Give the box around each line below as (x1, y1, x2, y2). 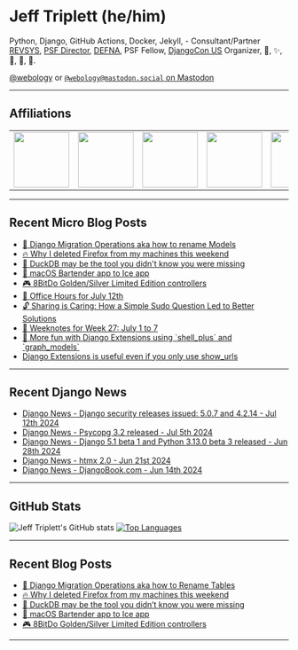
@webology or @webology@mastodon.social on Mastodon (9, 72, 215, 82)
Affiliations (9, 106, 72, 121)
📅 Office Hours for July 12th (21, 290, 124, 301)
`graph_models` (21, 341, 80, 352)
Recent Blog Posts (9, 556, 113, 571)
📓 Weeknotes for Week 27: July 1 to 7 (21, 322, 158, 333)
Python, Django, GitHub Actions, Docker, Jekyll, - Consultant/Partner (9, 35, 261, 46)
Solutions (21, 313, 57, 324)
